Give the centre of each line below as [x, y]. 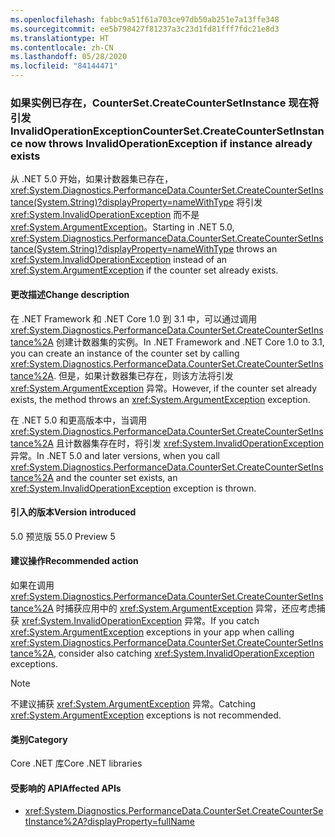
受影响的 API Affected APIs [66, 788]
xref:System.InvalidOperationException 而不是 [105, 215]
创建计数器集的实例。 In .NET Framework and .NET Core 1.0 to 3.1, [190, 342]
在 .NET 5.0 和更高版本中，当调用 [79, 420]
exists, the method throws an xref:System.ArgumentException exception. [160, 399]
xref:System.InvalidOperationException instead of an [119, 260]
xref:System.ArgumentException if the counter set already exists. [144, 270]
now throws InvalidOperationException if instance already [168, 143]
